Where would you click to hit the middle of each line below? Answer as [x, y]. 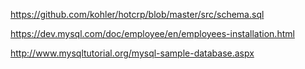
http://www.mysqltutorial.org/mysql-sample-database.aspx [132, 53]
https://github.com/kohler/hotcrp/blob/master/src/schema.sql [137, 14]
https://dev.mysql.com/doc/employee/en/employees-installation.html [152, 33]
